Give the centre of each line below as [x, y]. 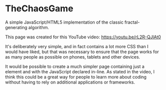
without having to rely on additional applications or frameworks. [70, 82]
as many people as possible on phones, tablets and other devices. [73, 57]
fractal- [132, 22]
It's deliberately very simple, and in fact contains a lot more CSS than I [77, 46]
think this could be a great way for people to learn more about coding [76, 77]
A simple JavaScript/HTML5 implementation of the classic [64, 22]
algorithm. [39, 27]
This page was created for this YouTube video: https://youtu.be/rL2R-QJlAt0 [83, 37]
